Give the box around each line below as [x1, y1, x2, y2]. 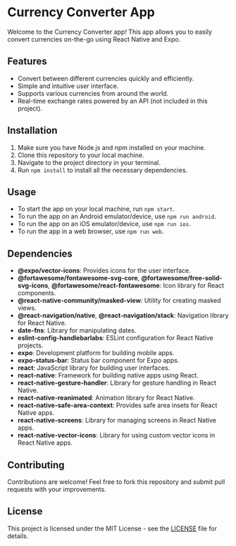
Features [7, 56, 47, 68]
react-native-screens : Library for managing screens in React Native [17, 416, 217, 425]
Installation [7, 125, 58, 137]
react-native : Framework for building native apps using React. [17, 371, 199, 380]
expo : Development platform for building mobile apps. [17, 349, 175, 357]
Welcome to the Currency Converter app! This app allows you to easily [7, 27, 213, 36]
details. [7, 531, 29, 540]
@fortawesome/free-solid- [141, 274, 223, 283]
